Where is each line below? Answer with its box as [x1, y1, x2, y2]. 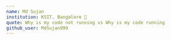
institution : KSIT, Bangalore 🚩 [6, 14, 87, 20]
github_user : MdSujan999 [6, 25, 68, 31]
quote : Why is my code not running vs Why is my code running [6, 19, 165, 25]
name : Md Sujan [6, 8, 44, 15]
